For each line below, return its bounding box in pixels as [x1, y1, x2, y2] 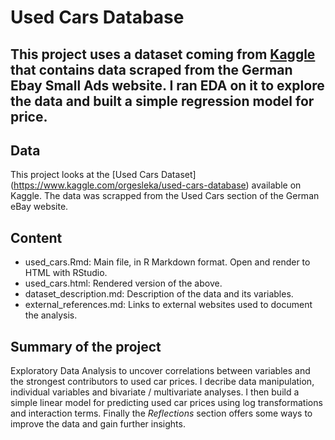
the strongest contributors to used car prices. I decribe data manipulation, [10, 376, 315, 388]
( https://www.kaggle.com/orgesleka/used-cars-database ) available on [10, 179, 302, 191]
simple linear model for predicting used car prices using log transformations [10, 397, 323, 409]
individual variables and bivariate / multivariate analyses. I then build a [10, 386, 300, 398]
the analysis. [24, 309, 78, 321]
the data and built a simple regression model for [10, 92, 315, 110]
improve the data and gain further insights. [10, 418, 186, 430]
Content [10, 229, 63, 246]
